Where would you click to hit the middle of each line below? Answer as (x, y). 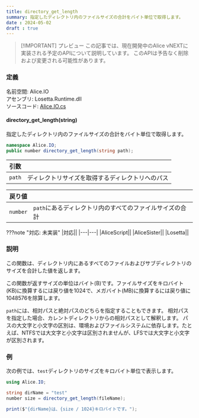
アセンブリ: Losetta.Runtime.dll (44, 99)
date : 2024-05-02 (29, 22)
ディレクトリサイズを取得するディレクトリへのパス (98, 178)
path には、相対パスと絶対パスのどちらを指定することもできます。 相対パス (97, 310)
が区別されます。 (27, 340)
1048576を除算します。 (35, 298)
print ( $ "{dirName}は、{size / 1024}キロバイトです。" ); (72, 409)
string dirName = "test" (37, 393)
